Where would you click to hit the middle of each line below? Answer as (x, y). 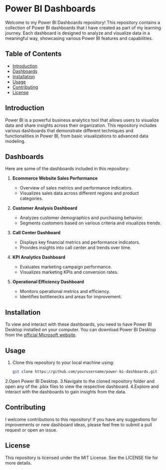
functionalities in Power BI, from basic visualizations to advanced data (77, 136)
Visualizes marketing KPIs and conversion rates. (69, 272)
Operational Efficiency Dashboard (48, 282)
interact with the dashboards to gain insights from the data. (66, 391)
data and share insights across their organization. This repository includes (81, 125)
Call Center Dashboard (36, 233)
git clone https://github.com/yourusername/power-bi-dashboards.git (85, 372)
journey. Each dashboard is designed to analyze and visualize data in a (78, 33)
